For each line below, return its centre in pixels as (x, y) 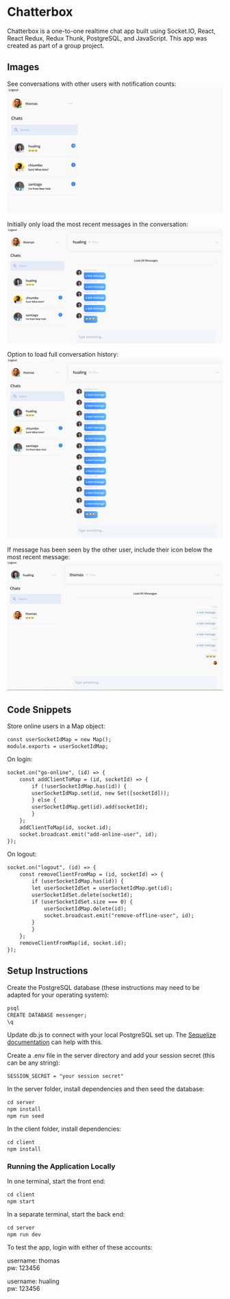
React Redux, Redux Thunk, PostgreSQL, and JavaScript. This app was (107, 38)
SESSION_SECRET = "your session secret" (66, 1076)
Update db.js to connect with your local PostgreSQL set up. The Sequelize (112, 1035)
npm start (21, 1202)
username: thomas (34, 1261)
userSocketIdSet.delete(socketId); (82, 895)
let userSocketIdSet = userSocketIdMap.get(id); (102, 888)
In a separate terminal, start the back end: (66, 1215)
